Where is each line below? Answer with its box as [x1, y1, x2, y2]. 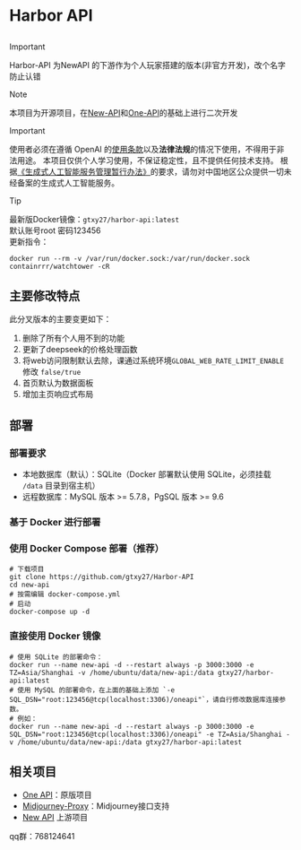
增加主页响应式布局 [21, 389, 94, 400]
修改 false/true [21, 367, 82, 377]
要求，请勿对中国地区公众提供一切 [158, 166, 284, 177]
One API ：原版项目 [21, 790, 92, 801]
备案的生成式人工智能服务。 [16, 177, 119, 188]
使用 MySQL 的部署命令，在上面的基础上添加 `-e [17, 685, 176, 695]
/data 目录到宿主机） [21, 481, 100, 491]
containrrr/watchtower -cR [9, 262, 110, 271]
